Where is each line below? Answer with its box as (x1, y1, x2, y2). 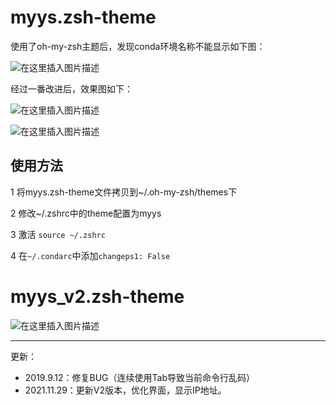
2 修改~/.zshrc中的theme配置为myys (10, 207, 162, 219)
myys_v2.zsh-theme (10, 285, 185, 308)
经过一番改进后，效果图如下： (10, 82, 133, 95)
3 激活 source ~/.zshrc (10, 228, 106, 240)
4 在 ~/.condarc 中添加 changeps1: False (10, 249, 171, 261)
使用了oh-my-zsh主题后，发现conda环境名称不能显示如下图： (10, 40, 266, 52)
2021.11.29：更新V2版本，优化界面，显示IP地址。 (24, 384, 227, 396)
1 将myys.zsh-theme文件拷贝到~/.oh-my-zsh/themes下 (10, 186, 238, 198)
